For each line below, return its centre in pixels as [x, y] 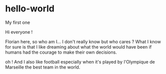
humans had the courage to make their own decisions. [61, 52]
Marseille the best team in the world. [43, 67]
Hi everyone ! [19, 32]
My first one [18, 22]
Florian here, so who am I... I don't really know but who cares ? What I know [83, 41]
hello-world [30, 9]
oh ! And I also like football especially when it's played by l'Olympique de [80, 62]
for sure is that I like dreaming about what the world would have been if [78, 47]
